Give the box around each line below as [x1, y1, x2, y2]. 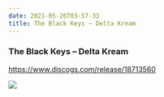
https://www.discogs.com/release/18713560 [8, 64, 157, 74]
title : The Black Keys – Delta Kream [8, 19, 136, 27]
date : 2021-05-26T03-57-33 [8, 11, 100, 20]
